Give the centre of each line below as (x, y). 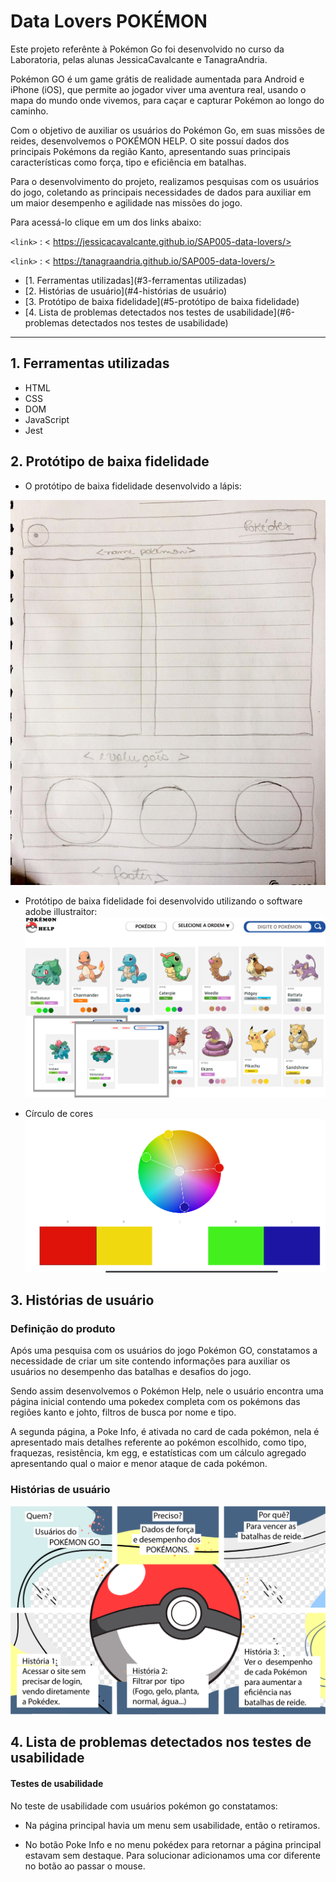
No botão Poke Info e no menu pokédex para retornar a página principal (173, 1844)
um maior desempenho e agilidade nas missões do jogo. (126, 202)
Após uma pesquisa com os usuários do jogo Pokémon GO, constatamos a (164, 1351)
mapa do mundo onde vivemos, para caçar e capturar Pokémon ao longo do (167, 100)
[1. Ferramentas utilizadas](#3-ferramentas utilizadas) (135, 280)
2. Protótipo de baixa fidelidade (110, 461)
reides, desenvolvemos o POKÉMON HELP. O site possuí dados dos (150, 141)
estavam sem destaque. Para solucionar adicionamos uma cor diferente (172, 1855)
